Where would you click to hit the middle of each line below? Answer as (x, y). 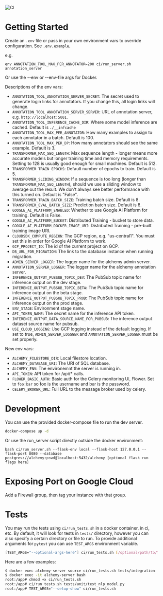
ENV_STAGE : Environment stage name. (49, 308)
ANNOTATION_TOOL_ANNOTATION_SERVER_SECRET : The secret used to (75, 96)
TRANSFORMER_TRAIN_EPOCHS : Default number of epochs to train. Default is (84, 168)
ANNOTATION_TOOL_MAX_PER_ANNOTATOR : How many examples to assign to (82, 132)
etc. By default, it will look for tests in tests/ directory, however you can (77, 533)
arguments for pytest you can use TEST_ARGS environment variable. (72, 543)
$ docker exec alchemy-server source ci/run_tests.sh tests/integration (80, 571)
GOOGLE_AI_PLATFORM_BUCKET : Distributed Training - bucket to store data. (83, 220)
